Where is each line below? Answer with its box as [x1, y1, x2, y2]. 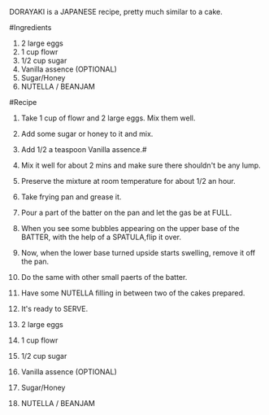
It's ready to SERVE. [20, 304, 89, 313]
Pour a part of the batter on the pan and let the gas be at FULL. [20, 207, 232, 217]
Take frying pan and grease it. [20, 192, 122, 202]
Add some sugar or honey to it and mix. [20, 129, 154, 138]
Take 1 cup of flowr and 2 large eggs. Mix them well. [20, 113, 196, 123]
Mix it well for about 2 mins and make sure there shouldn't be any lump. [20, 160, 261, 170]
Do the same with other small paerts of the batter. [20, 273, 188, 282]
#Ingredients [9, 23, 52, 32]
